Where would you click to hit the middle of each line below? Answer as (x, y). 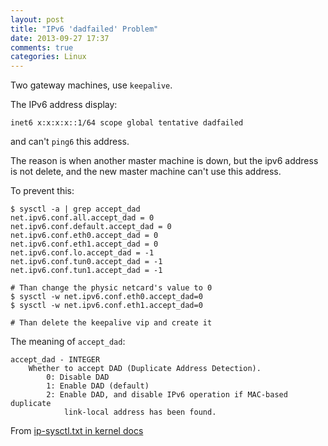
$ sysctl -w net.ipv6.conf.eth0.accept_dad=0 (106, 297)
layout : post (37, 19)
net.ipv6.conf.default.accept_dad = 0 (91, 227)
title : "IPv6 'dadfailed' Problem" (84, 29)
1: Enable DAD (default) (98, 386)
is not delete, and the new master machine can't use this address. (146, 172)
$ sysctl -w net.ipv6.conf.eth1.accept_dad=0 (106, 306)
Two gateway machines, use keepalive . (91, 85)
